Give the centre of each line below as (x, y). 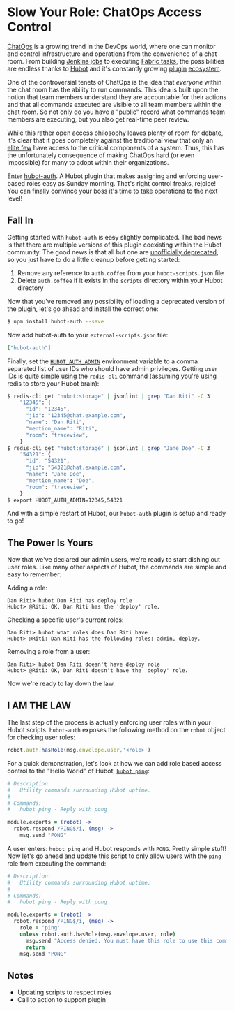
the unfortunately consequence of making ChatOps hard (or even (101, 155)
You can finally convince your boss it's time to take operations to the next (112, 191)
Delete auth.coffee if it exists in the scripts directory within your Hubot (120, 280)
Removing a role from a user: (49, 652)
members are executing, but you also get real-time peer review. (98, 119)
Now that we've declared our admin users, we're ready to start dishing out (114, 560)
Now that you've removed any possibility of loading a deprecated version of (116, 301)
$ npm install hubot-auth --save (56, 321)
